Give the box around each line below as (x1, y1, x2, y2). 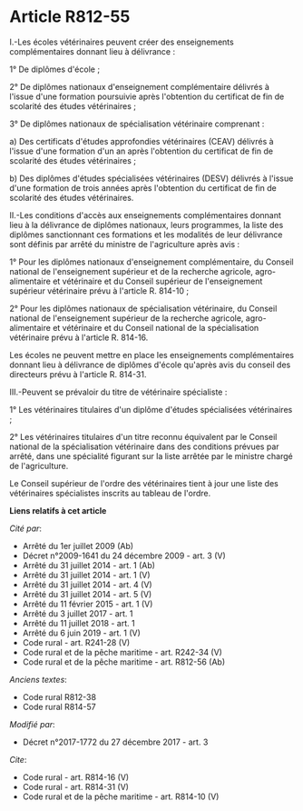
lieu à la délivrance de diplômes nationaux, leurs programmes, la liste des (9, 219, 284, 230)
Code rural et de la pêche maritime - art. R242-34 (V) (22, 646, 222, 657)
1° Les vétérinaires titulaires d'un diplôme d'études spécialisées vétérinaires (9, 404, 293, 415)
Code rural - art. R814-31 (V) (22, 781, 130, 792)
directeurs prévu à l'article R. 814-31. (9, 368, 147, 379)
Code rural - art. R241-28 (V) (22, 636, 131, 647)
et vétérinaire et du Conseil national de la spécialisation (53, 322, 259, 333)
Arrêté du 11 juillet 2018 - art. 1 (22, 617, 135, 628)
